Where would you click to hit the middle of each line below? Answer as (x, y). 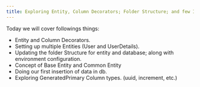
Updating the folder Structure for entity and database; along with (94, 52)
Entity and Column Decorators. (52, 40)
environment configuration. (48, 59)
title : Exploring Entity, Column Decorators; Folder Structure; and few (98, 12)
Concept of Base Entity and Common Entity (68, 65)
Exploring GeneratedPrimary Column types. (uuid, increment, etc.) (96, 78)
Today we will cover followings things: (53, 28)
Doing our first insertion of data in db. (61, 71)
